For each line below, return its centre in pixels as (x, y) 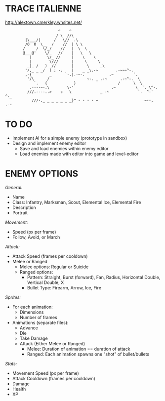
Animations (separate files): (40, 322)
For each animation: (32, 307)
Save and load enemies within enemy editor (64, 148)
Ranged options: (36, 272)
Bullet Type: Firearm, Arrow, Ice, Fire (64, 287)
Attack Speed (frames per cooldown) (50, 256)
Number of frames (39, 317)
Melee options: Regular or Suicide (54, 267)
